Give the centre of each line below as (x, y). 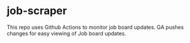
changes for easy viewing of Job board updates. (67, 33)
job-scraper (37, 11)
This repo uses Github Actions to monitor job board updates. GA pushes (95, 27)
